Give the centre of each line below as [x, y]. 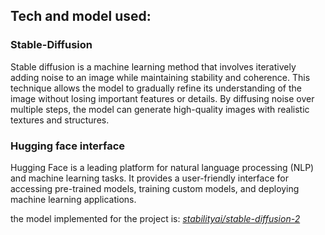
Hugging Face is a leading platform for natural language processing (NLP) [162, 167]
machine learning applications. [73, 199]
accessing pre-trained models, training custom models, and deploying [155, 188]
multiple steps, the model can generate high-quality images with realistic [160, 109]
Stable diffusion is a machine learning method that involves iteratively [153, 66]
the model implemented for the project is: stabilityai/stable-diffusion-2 [155, 218]
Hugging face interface [68, 146]
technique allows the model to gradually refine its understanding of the [156, 88]
